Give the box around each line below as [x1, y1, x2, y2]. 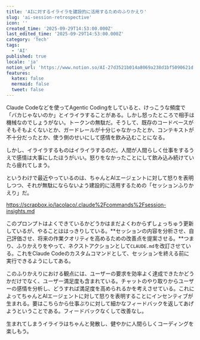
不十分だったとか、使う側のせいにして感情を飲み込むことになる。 [6, 133, 168, 141]
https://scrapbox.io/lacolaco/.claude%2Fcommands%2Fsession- [6, 201, 167, 208]
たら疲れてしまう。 [6, 161, 53, 168]
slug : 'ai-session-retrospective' [6, 14, 93, 20]
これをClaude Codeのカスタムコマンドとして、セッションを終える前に [16, 250, 190, 257]
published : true [6, 53, 47, 59]
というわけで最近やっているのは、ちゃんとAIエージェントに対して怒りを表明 [6, 174, 194, 181]
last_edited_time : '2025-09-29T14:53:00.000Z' [6, 31, 124, 37]
